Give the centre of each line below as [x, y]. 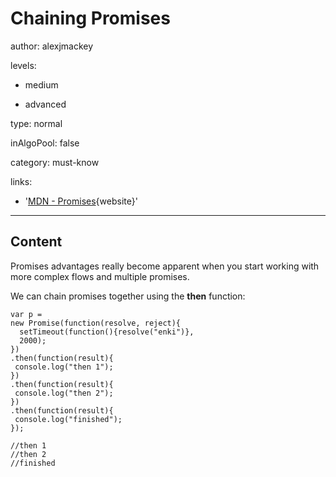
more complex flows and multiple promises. [100, 276]
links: [21, 181]
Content [36, 242]
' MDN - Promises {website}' [81, 201]
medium [41, 84]
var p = [26, 314]
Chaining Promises [90, 18]
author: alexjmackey [52, 46]
